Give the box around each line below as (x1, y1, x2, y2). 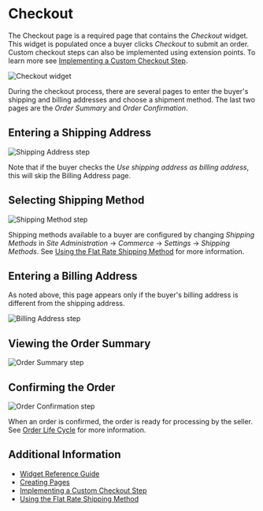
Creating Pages (19, 477, 70, 487)
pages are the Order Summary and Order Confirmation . (8, 103, 188, 113)
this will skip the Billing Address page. (8, 170, 131, 180)
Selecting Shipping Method (8, 194, 145, 207)
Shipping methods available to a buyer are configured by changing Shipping (8, 229, 255, 239)
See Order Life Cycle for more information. (8, 425, 146, 435)
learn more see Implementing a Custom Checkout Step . (8, 56, 188, 65)
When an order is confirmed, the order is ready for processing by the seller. (8, 417, 254, 426)
